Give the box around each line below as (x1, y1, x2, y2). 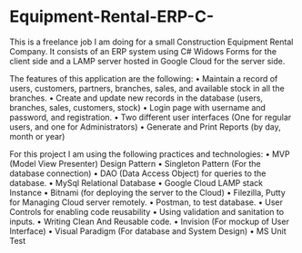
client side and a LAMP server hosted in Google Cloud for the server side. (9, 55, 286, 66)
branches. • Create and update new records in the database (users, (9, 92, 264, 103)
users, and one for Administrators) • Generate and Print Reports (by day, (9, 121, 282, 132)
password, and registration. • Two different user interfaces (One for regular (9, 112, 292, 122)
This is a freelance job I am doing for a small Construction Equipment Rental (9, 36, 294, 47)
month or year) (9, 131, 65, 141)
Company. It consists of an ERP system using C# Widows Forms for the (9, 45, 277, 56)
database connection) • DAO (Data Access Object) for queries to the (9, 168, 267, 179)
